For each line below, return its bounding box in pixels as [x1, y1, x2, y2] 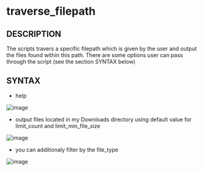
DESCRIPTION [6, 29, 61, 39]
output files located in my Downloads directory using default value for [15, 115, 192, 123]
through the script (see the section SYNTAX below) [6, 58, 136, 65]
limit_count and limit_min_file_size [15, 122, 101, 129]
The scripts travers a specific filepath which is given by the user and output [6, 45, 197, 52]
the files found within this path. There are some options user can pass [6, 51, 183, 59]
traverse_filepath [6, 4, 96, 18]
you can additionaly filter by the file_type [15, 146, 118, 153]
